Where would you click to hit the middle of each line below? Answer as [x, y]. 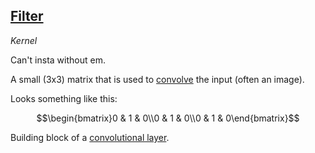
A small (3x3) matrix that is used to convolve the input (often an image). [157, 79]
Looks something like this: [64, 98]
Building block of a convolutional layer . [90, 137]
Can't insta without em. [58, 60]
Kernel [24, 40]
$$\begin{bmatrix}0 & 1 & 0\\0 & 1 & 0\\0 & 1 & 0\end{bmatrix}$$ [168, 118]
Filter [27, 16]
